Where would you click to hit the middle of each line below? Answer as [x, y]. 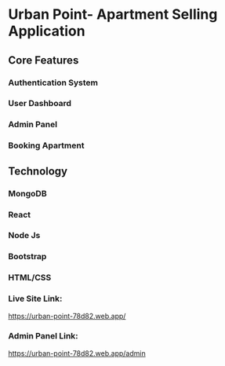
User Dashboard [40, 104]
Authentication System [53, 82]
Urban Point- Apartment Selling [113, 15]
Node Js [24, 236]
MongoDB [27, 193]
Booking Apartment [46, 145]
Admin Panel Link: [43, 336]
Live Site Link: [35, 298]
